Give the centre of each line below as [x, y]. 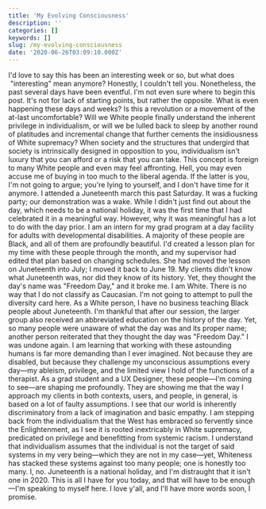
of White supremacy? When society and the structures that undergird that [129, 143]
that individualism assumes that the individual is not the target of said [121, 446]
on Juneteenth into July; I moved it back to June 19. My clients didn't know [130, 269]
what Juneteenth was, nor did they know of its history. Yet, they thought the [132, 278]
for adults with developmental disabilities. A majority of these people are [126, 235]
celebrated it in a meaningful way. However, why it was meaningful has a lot [132, 218]
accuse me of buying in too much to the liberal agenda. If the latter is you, [129, 176]
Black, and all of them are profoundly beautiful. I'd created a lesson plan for [132, 244]
